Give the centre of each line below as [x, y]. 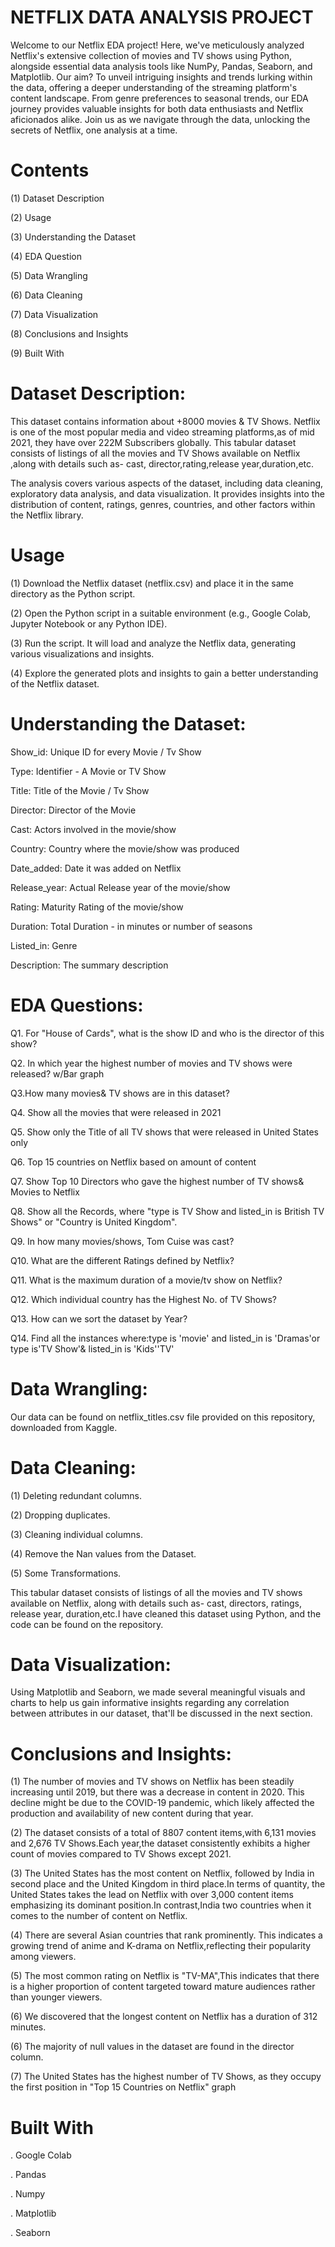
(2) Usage [31, 217]
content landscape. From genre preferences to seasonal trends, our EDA [159, 98]
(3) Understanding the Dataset [73, 237]
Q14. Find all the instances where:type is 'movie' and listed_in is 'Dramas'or [165, 1338]
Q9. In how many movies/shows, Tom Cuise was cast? [122, 1241]
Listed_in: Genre [44, 945]
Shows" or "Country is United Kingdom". [94, 1222]
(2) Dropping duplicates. [60, 1515]
